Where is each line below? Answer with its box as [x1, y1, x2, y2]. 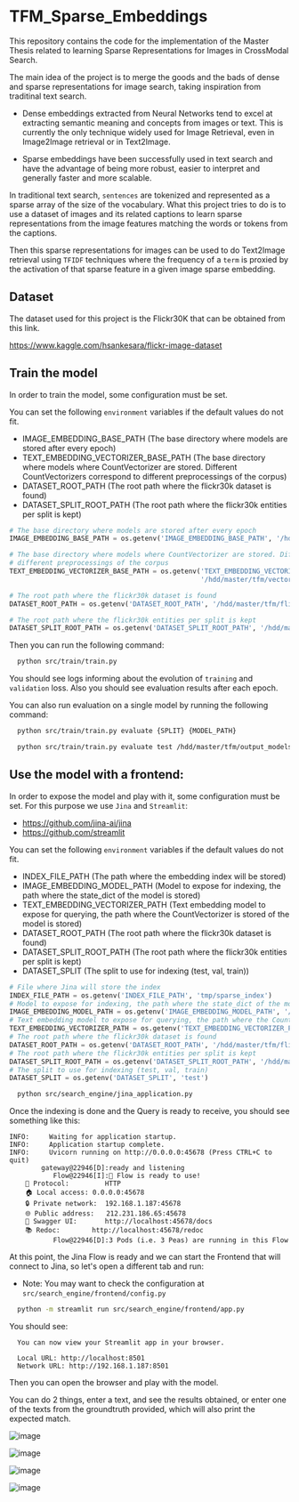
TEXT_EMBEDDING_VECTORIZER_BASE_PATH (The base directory [21, 452, 266, 463]
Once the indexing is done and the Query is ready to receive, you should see [9, 1106, 290, 1117]
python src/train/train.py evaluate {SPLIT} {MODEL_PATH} [17, 727, 238, 736]
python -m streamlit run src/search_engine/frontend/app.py [17, 1305, 245, 1314]
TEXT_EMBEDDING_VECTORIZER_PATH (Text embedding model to [21, 899, 266, 909]
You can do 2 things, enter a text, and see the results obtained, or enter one [9, 1394, 287, 1405]
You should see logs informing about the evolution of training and [9, 674, 254, 684]
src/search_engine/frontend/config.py [21, 1289, 166, 1298]
